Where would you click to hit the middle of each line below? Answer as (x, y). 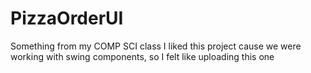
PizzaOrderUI (67, 18)
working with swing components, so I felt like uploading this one (142, 56)
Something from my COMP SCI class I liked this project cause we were (156, 46)
